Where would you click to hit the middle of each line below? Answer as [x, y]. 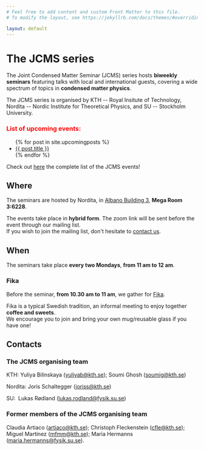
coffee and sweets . [31, 312]
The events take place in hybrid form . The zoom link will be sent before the [100, 219]
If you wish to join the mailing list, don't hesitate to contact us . [83, 231]
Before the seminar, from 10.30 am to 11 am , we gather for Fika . [86, 294]
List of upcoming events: [44, 129]
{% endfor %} [32, 155]
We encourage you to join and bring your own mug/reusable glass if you [97, 319]
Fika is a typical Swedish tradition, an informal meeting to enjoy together [97, 306]
